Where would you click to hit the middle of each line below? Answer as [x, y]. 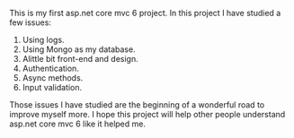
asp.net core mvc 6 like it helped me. [78, 124]
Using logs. [43, 40]
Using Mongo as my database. [79, 49]
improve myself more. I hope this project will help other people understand [147, 114]
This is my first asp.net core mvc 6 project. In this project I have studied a [145, 13]
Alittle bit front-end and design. [80, 59]
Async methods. [53, 78]
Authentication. [50, 68]
